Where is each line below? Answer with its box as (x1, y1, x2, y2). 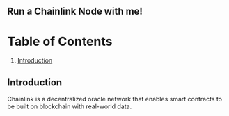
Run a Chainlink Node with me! (7, 6, 143, 17)
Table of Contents (7, 33, 113, 49)
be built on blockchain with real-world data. (7, 102, 132, 110)
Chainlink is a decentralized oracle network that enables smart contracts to (7, 95, 223, 103)
